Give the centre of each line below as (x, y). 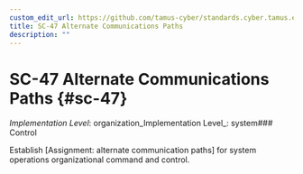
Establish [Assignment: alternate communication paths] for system (133, 151)
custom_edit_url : (42, 18)
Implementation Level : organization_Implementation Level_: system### (141, 124)
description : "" (40, 34)
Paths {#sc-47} (69, 98)
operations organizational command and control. (100, 160)
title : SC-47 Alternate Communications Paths (96, 26)
